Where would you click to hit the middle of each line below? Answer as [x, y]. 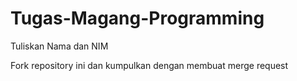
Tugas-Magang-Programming [137, 18]
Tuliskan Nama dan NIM [59, 46]
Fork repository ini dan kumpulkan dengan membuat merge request [149, 65]
